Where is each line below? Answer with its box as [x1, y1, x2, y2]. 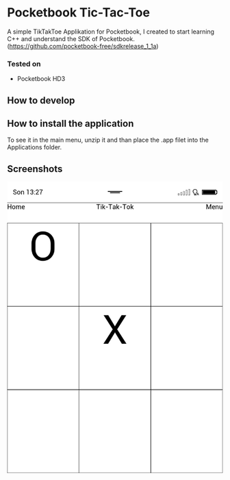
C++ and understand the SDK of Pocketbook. [7, 34, 135, 42]
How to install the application [7, 118, 134, 129]
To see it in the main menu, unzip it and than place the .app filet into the [7, 136, 209, 144]
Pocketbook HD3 [16, 75, 66, 83]
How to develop [7, 94, 75, 106]
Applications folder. [7, 143, 62, 151]
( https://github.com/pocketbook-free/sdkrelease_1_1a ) [7, 42, 159, 50]
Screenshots [7, 163, 63, 175]
